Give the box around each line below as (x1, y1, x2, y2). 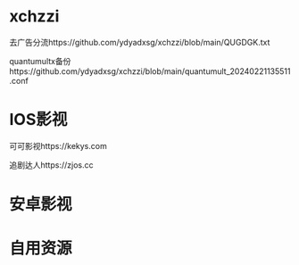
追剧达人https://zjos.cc (9, 159, 94, 170)
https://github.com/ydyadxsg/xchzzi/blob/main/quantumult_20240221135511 (9, 65, 292, 77)
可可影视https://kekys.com (9, 140, 107, 151)
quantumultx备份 (9, 55, 71, 66)
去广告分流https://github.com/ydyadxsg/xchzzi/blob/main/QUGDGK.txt (9, 37, 270, 47)
